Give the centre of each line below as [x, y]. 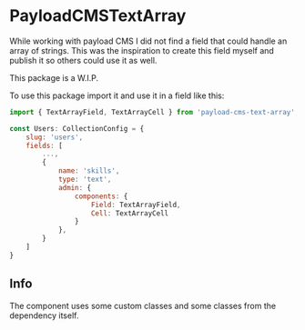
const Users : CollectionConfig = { [77, 128]
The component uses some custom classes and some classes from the [142, 305]
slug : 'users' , [55, 137]
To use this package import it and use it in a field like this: [117, 95]
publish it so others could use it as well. [83, 60]
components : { [101, 196]
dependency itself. [44, 315]
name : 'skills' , [89, 171]
